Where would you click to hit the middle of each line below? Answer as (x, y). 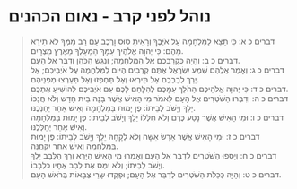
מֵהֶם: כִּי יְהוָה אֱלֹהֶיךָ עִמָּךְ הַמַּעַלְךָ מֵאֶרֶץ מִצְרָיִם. (107, 50)
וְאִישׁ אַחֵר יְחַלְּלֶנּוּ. (58, 126)
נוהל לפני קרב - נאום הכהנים (110, 17)
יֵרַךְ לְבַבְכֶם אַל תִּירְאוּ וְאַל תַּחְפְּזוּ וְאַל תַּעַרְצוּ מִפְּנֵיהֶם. (114, 79)
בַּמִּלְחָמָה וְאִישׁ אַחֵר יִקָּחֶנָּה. (74, 146)
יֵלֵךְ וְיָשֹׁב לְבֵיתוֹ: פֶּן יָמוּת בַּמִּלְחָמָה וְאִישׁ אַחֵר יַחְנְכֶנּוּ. (113, 107)
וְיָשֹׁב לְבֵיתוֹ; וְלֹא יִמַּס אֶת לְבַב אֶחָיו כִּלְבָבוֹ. (97, 165)
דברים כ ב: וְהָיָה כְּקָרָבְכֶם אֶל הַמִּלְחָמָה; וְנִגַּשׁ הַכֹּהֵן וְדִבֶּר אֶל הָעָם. (135, 60)
